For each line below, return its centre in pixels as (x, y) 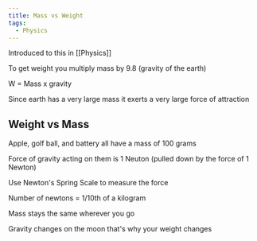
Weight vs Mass (49, 124)
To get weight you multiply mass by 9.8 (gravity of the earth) (107, 68)
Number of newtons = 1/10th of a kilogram (77, 198)
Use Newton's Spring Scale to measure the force (88, 183)
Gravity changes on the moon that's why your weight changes (110, 229)
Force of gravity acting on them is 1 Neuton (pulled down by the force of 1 (128, 159)
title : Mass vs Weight (46, 16)
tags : (17, 23)
